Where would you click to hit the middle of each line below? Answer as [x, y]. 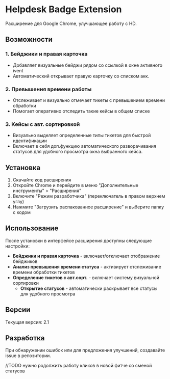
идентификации [30, 141]
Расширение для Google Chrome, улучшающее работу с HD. [71, 23]
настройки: [17, 246]
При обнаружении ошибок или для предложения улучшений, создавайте [85, 350]
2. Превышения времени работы [48, 89]
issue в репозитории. [28, 356]
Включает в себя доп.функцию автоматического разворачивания [84, 146]
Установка [23, 167]
